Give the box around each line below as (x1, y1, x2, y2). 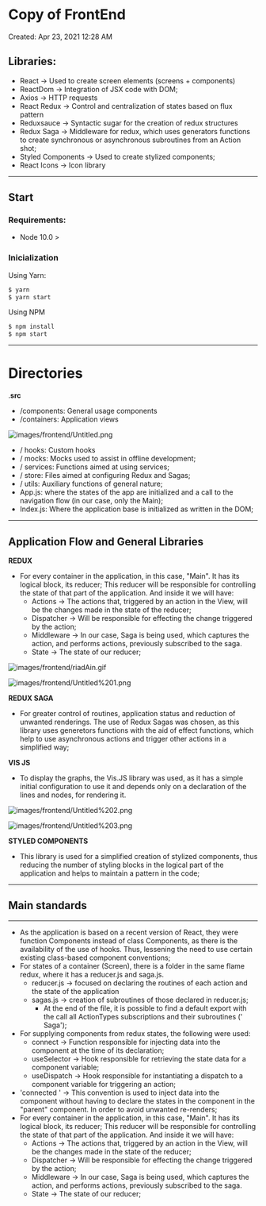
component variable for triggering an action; (31, 1079, 177, 1088)
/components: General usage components (19, 406, 158, 416)
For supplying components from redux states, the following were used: (19, 1028, 251, 1038)
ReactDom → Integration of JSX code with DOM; (19, 84, 178, 94)
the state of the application (31, 986, 120, 996)
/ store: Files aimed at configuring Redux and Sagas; (19, 471, 191, 480)
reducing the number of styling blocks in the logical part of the (19, 860, 224, 869)
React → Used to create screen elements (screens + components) (19, 75, 236, 85)
